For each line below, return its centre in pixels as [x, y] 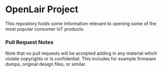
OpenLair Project [42, 9]
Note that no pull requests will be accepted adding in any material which [81, 53]
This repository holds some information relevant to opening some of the [81, 23]
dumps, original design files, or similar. [46, 64]
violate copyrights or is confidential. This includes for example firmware [81, 59]
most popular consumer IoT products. [45, 29]
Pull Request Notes [29, 42]
